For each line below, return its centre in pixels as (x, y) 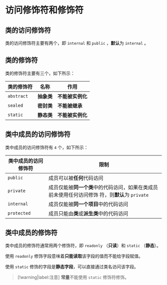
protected (19, 213)
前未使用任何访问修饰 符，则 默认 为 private (99, 195)
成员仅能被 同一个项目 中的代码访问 (88, 204)
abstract (18, 96)
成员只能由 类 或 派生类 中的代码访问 (88, 213)
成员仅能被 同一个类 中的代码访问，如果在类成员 (103, 187)
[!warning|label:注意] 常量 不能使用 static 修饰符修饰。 (73, 278)
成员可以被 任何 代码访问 (76, 178)
